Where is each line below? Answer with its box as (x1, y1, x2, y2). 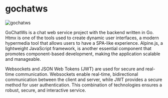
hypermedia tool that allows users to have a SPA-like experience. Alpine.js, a (5, 40, 163, 46)
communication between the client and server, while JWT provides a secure (5, 76, 162, 82)
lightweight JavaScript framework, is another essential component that (5, 45, 152, 51)
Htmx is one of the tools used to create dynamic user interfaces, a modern (5, 35, 159, 41)
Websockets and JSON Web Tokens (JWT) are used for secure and (5, 66, 144, 72)
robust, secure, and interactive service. (5, 87, 86, 93)
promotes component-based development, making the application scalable (5, 51, 160, 57)
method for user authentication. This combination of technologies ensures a (5, 81, 162, 88)
